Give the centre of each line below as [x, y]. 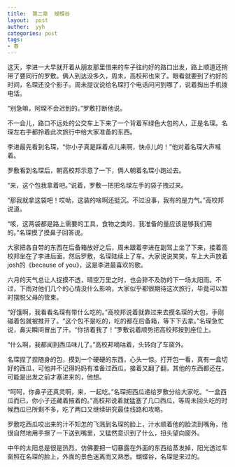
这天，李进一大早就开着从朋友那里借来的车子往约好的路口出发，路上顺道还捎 [117, 67]
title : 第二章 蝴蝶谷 [38, 14]
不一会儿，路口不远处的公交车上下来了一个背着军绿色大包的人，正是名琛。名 [117, 123]
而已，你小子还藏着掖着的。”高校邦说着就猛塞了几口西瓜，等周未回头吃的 [117, 400]
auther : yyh [26, 27]
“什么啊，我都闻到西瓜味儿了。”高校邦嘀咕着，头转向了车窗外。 [97, 344]
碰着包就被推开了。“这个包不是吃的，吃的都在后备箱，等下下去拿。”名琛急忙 [116, 321]
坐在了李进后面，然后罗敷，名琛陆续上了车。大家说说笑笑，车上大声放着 [123, 256]
